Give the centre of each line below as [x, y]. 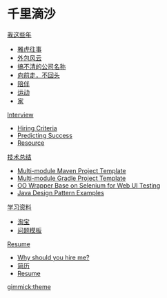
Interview [20, 115]
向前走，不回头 [38, 75]
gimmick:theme [29, 286]
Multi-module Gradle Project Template [71, 178]
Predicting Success [45, 135]
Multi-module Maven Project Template [71, 170]
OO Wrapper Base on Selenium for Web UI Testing [89, 185]
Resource [31, 143]
